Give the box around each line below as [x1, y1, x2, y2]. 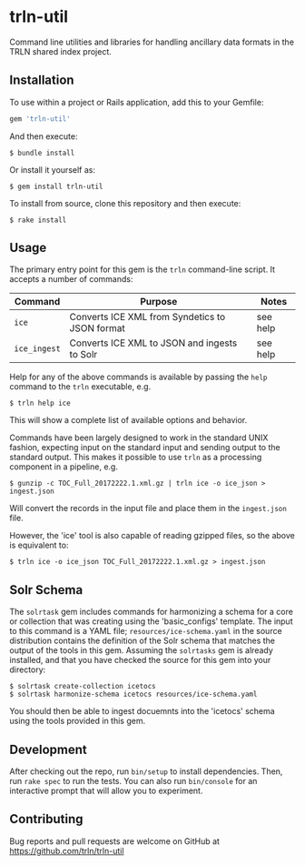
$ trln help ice [9, 398, 71, 408]
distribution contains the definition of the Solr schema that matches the [9, 635, 275, 647]
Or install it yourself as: [9, 164, 95, 175]
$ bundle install [9, 148, 75, 157]
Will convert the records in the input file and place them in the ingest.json [9, 503, 288, 514]
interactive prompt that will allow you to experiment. [9, 785, 203, 797]
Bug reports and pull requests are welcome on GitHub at [9, 835, 221, 847]
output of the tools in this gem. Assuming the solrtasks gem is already [9, 645, 274, 656]
